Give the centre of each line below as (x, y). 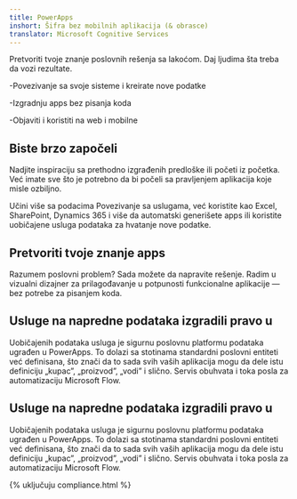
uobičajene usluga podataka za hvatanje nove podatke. (110, 225)
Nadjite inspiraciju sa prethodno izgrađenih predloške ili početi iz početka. (144, 170)
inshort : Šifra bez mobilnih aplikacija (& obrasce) (109, 26)
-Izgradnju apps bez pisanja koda (70, 103)
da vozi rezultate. (41, 68)
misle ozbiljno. (36, 189)
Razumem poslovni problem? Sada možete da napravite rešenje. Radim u (143, 274)
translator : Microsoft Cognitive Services (89, 34)
